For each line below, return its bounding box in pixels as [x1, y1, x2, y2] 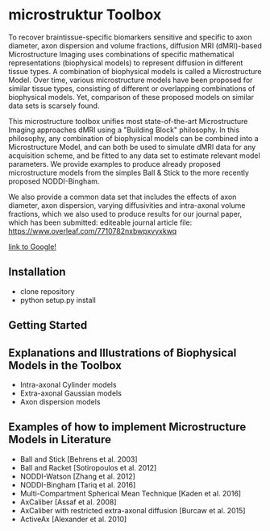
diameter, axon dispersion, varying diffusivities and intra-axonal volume [8, 200, 246, 210]
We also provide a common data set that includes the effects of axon [8, 192, 237, 201]
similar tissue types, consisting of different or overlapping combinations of [8, 83, 255, 93]
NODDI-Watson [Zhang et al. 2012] [19, 471, 135, 481]
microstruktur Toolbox [8, 6, 162, 24]
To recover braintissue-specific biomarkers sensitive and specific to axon [8, 32, 252, 42]
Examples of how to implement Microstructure [8, 421, 247, 434]
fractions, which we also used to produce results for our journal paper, [8, 209, 243, 218]
